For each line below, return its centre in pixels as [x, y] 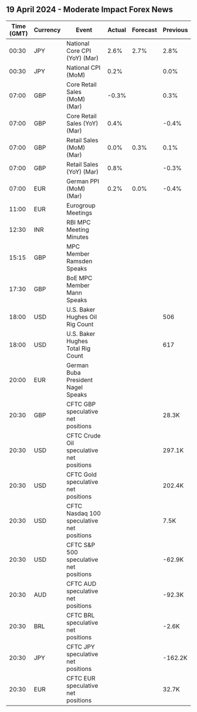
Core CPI [79, 50]
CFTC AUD [81, 584]
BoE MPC [79, 278]
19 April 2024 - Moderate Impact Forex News [89, 10]
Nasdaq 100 [84, 513]
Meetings [79, 212]
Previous [175, 30]
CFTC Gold [81, 474]
